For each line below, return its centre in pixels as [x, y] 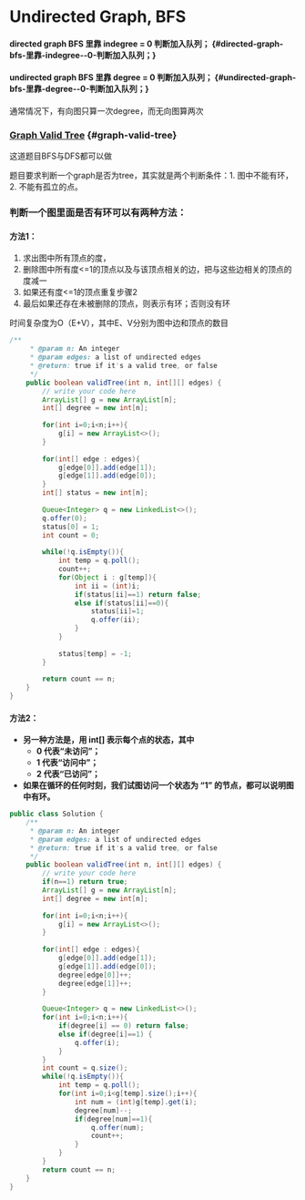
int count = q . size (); [85, 1068]
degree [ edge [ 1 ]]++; [95, 983]
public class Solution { [56, 814]
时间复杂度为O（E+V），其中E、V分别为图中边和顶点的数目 [119, 323]
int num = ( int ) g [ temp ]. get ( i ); [136, 1102]
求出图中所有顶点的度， [66, 258]
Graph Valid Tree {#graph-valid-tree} [93, 135]
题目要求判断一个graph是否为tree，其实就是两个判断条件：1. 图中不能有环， [152, 176]
